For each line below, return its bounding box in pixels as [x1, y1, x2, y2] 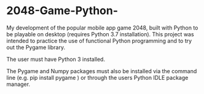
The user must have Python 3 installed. [6, 55, 106, 63]
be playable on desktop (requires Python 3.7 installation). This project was [6, 30, 195, 37]
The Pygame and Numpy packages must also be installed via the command [6, 67, 197, 74]
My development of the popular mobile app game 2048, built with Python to [6, 24, 198, 31]
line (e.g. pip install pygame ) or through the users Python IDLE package [6, 74, 189, 81]
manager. [6, 80, 31, 88]
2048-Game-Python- [6, 4, 119, 18]
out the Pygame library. [6, 44, 66, 51]
